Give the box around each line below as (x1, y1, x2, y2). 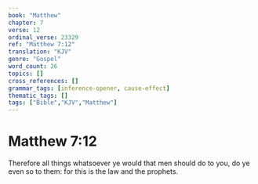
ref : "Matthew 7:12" (8, 41, 76, 49)
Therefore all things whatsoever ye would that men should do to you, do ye (8, 158, 250, 168)
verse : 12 (8, 26, 41, 34)
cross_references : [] (8, 77, 79, 85)
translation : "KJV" (8, 48, 72, 56)
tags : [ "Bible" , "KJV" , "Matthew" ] (8, 99, 118, 106)
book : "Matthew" (8, 11, 61, 20)
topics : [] (8, 70, 44, 78)
